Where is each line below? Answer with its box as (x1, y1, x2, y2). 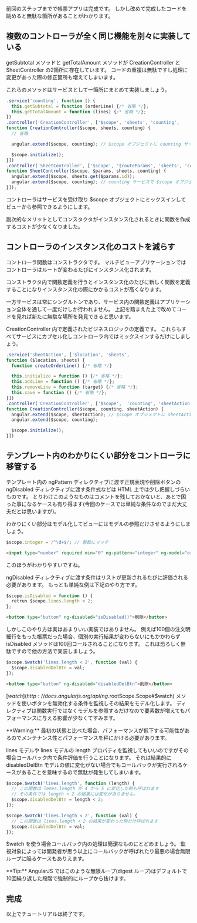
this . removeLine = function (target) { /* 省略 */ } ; (11, 384, 139, 390)
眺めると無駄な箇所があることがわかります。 (6, 12, 114, 19)
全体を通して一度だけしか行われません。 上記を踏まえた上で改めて (16, 305, 177, 312)
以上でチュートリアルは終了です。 (6, 911, 88, 918)
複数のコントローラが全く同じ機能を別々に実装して (6, 31, 191, 41)
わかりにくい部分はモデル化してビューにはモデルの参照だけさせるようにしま (6, 520, 191, 527)
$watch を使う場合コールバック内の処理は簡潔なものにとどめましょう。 (6, 840, 180, 847)
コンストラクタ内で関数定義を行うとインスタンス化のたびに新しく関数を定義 (6, 278, 191, 285)
